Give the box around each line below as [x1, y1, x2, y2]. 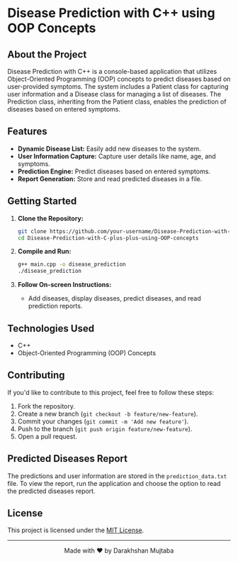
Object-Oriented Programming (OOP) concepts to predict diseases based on [7, 75, 231, 83]
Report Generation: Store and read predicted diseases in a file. [17, 174, 203, 183]
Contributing [7, 369, 65, 382]
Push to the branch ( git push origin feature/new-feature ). [17, 424, 193, 433]
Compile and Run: [17, 247, 72, 256]
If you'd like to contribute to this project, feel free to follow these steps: [7, 388, 215, 396]
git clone [17, 227, 47, 235]
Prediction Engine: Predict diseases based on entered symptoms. [17, 167, 211, 175]
